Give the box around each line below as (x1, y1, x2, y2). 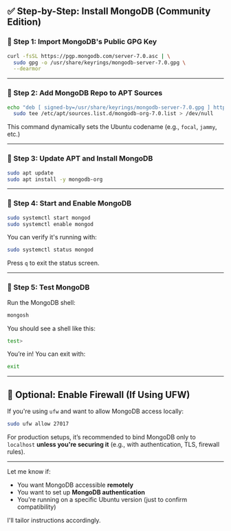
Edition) (7, 17, 41, 28)
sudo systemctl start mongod (7, 214, 91, 221)
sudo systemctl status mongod (7, 246, 94, 254)
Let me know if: (7, 467, 52, 475)
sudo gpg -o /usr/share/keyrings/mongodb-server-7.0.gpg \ (13, 59, 186, 66)
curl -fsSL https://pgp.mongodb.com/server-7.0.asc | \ (7, 52, 170, 59)
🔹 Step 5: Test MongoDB (7, 283, 90, 292)
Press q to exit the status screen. (7, 259, 100, 268)
